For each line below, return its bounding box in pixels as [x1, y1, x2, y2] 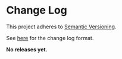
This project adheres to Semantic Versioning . [6, 23, 117, 30]
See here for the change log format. [6, 34, 94, 41]
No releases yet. [6, 45, 48, 53]
